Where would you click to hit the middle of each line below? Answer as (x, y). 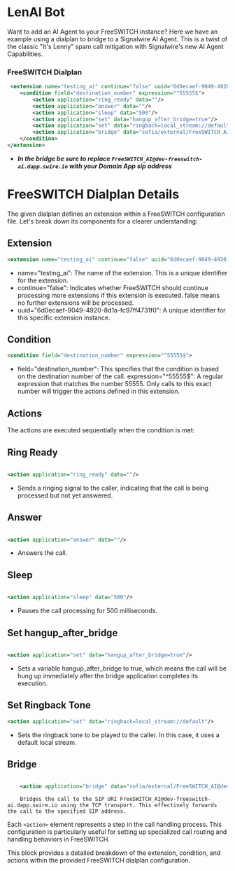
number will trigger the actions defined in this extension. (99, 391)
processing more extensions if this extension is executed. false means (119, 295)
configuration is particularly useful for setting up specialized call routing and (117, 832)
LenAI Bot (36, 12)
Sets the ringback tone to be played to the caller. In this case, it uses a (119, 735)
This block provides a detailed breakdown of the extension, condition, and (114, 853)
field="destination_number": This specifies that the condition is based (118, 369)
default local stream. (47, 742)
